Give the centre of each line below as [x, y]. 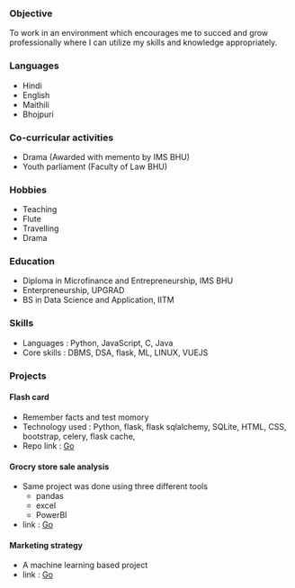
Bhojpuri [38, 114]
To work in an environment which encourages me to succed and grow [139, 33]
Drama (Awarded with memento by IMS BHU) [106, 156]
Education [32, 262]
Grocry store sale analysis [59, 467]
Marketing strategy [46, 545]
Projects [28, 376]
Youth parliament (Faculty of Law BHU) [95, 166]
